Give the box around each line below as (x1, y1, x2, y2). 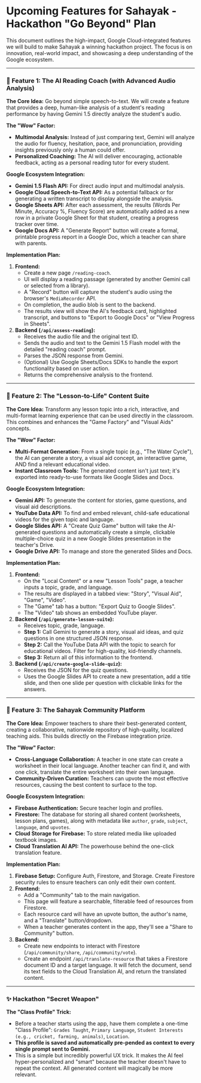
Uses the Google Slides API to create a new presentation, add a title (23, 673, 191, 680)
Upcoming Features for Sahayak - (6, 4, 177, 18)
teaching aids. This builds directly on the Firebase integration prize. (6, 732, 172, 739)
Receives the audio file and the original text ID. (23, 333, 139, 340)
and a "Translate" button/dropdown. (23, 916, 113, 924)
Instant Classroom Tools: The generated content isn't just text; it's (14, 467, 180, 474)
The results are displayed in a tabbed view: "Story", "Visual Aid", (23, 589, 182, 597)
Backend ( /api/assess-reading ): (14, 327, 96, 334)
